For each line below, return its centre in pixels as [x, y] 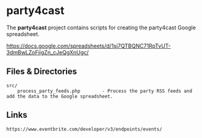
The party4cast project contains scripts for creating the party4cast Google [101, 27]
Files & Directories [42, 72]
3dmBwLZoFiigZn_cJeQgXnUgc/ [48, 52]
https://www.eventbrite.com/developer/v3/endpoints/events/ [85, 129]
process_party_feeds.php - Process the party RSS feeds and [105, 91]
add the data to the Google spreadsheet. [60, 96]
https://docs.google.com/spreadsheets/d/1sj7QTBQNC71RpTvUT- [88, 46]
